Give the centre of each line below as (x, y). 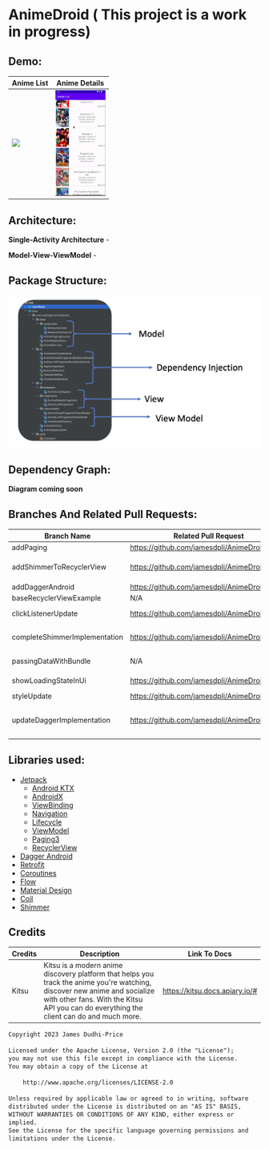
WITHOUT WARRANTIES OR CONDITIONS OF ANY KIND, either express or (121, 1115)
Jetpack (33, 779)
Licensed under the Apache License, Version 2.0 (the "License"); (121, 1051)
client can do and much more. (92, 1016)
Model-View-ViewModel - (52, 255)
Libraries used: (47, 760)
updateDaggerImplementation (61, 720)
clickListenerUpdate (45, 613)
